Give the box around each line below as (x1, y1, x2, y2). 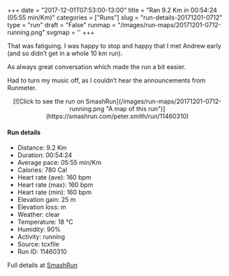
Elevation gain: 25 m (17, 196, 76, 204)
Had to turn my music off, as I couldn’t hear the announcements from (7, 76, 206, 85)
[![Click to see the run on (13, 97, 84, 106)
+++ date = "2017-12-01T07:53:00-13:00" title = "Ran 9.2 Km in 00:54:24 (7, 6, 218, 14)
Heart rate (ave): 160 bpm (17, 173, 92, 182)
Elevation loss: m (17, 203, 66, 212)
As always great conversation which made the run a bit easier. (7, 63, 186, 71)
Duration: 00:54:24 (17, 151, 73, 159)
